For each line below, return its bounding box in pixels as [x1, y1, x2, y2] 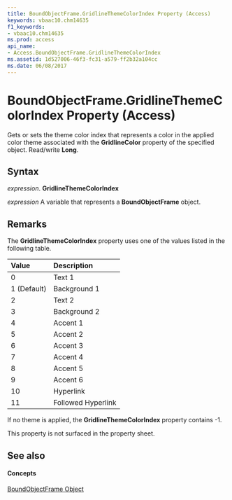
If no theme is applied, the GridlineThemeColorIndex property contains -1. [7, 416, 222, 424]
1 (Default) [10, 284, 47, 294]
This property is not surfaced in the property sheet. [7, 429, 155, 438]
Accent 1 [53, 318, 84, 328]
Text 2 [53, 296, 75, 305]
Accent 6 [53, 375, 84, 385]
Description [53, 261, 93, 270]
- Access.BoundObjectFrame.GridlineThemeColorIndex [7, 50, 161, 57]
